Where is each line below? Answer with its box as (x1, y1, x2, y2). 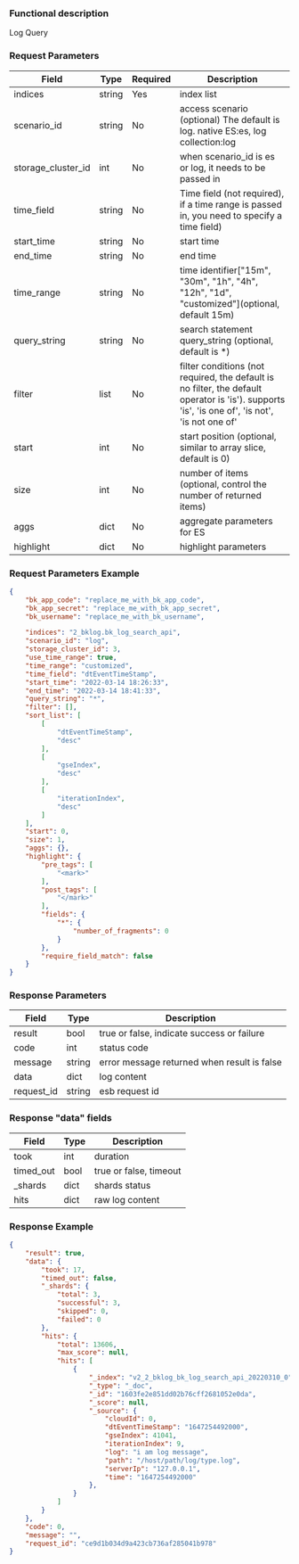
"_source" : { (88, 1406, 138, 1415)
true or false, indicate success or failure (99, 1027, 265, 1040)
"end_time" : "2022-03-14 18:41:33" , (25, 686, 162, 696)
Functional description (9, 7, 109, 20)
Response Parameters (9, 989, 107, 1001)
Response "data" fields (9, 1112, 113, 1124)
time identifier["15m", (179, 264, 271, 276)
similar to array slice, (179, 440, 267, 453)
